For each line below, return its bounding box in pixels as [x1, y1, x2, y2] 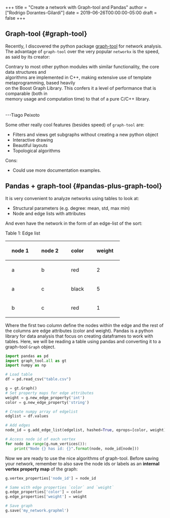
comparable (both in [5, 90, 48, 97]
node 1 [12, 247, 29, 254]
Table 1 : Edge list [5, 230, 40, 236]
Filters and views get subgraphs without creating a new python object [12, 131, 158, 137]
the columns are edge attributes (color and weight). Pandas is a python [5, 327, 153, 334]
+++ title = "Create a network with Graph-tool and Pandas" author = [5, 5, 148, 10]
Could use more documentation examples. [12, 167, 101, 173]
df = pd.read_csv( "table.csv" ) [5, 376, 71, 382]
